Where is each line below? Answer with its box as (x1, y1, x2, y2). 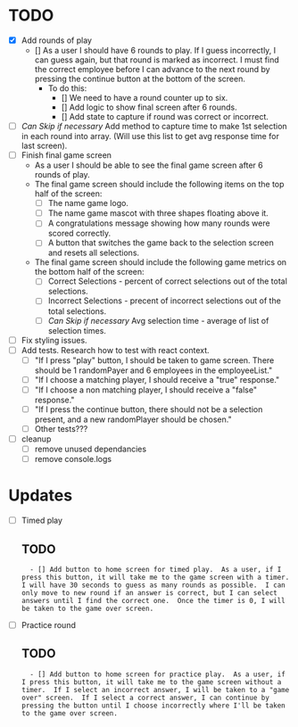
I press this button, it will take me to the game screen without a (21, 677, 282, 687)
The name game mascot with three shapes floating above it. (47, 208, 269, 219)
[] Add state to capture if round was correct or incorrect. (61, 112, 269, 121)
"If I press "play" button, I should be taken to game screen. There (34, 354, 275, 366)
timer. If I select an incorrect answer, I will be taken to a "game (21, 685, 290, 694)
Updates (8, 485, 73, 506)
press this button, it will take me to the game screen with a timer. (21, 573, 290, 582)
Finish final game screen (21, 150, 112, 161)
